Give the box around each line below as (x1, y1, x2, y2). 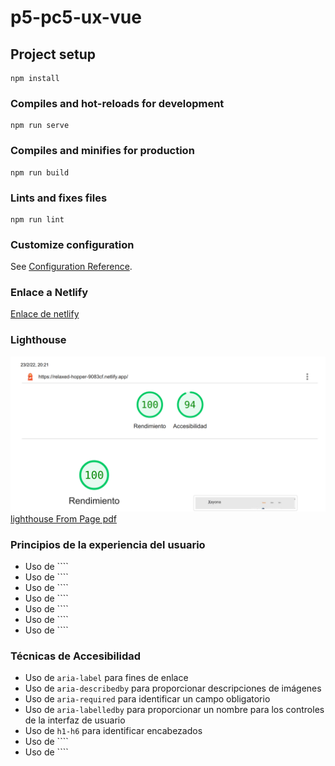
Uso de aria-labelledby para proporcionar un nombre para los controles (24, 704, 325, 716)
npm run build (10, 167, 70, 178)
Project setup (10, 46, 97, 63)
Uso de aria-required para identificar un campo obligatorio (24, 693, 271, 705)
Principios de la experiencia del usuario (10, 537, 206, 551)
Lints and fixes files (10, 191, 108, 205)
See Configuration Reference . (10, 261, 133, 273)
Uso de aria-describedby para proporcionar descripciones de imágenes (24, 682, 322, 695)
